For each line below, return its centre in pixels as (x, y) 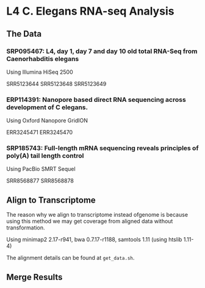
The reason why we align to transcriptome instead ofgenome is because (97, 215)
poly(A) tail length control (45, 156)
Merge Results (34, 277)
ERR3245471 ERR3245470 (40, 132)
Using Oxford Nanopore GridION (47, 121)
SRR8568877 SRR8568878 (40, 181)
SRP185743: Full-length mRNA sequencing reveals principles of (103, 148)
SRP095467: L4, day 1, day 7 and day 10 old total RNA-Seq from (102, 51)
